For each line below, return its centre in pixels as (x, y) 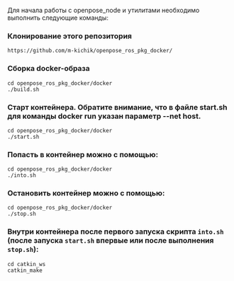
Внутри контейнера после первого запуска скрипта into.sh (116, 231)
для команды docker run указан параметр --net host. (104, 116)
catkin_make (25, 270)
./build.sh (23, 89)
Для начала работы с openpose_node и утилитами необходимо (104, 10)
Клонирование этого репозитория (70, 36)
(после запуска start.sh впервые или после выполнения (111, 241)
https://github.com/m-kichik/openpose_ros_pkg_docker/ (90, 51)
